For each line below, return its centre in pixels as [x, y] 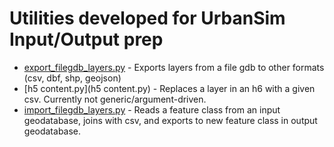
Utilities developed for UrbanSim [147, 18]
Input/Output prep [86, 39]
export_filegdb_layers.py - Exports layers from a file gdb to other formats [174, 67]
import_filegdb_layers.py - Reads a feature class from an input [152, 109]
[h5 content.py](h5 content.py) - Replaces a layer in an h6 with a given [169, 88]
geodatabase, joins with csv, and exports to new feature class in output [170, 120]
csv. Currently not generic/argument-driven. [115, 99]
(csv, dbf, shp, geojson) [72, 78]
